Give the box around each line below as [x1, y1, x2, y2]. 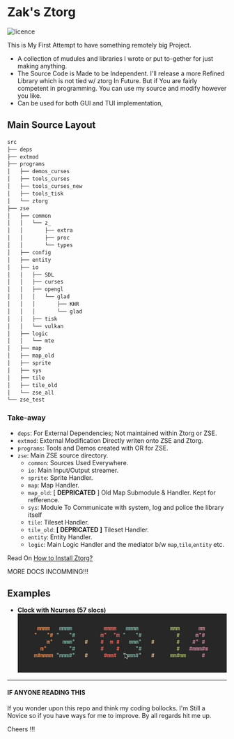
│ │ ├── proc [7, 235, 70, 242]
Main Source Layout [7, 119, 96, 131]
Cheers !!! [7, 724, 36, 733]
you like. [17, 92, 42, 100]
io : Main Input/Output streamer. [27, 466, 119, 474]
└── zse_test [7, 396, 45, 404]
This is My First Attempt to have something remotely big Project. [7, 41, 192, 49]
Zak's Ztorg [7, 4, 76, 20]
